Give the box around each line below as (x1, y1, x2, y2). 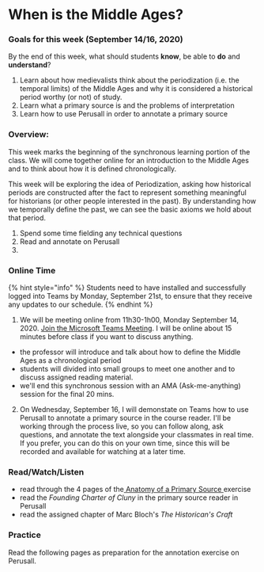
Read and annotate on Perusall (19, 236, 120, 246)
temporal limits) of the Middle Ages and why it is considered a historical (19, 84, 253, 93)
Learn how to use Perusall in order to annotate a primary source (19, 109, 228, 119)
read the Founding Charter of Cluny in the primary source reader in (19, 493, 239, 502)
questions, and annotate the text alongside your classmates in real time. (19, 430, 255, 440)
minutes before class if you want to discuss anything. (19, 332, 194, 341)
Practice (8, 529, 41, 540)
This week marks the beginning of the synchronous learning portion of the (8, 147, 251, 156)
